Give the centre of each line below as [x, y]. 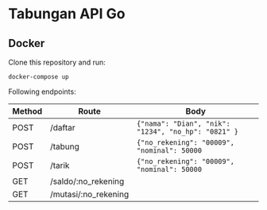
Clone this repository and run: [57, 62]
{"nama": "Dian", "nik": [183, 124]
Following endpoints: [43, 91]
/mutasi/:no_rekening [90, 194]
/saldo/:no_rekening [87, 181]
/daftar [63, 128]
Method [27, 111]
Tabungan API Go [67, 14]
